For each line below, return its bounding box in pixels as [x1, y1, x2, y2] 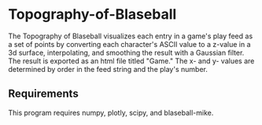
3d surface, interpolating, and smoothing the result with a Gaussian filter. [8, 48, 245, 57]
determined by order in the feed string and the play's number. [8, 64, 208, 73]
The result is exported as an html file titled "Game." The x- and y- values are [8, 56, 255, 66]
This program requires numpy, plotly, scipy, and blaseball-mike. [8, 108, 214, 117]
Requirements [8, 87, 79, 101]
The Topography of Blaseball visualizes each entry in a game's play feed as [8, 31, 253, 41]
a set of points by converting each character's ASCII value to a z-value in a [8, 39, 251, 48]
